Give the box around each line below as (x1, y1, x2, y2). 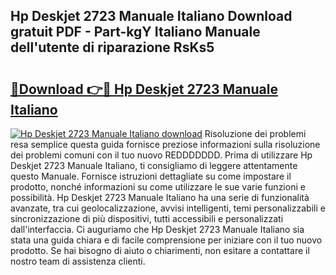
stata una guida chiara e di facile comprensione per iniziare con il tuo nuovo (10, 234, 323, 246)
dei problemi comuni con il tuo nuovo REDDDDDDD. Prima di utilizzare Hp (10, 149, 313, 161)
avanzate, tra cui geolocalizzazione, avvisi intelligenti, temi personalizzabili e (10, 202, 326, 214)
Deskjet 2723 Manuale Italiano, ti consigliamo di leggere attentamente (10, 160, 298, 171)
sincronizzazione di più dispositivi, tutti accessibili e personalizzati (10, 213, 284, 224)
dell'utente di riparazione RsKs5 (10, 39, 215, 56)
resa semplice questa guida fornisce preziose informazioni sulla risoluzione (10, 139, 321, 150)
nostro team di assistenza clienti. (10, 255, 146, 267)
